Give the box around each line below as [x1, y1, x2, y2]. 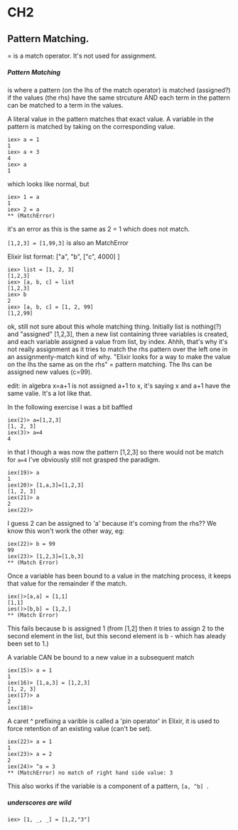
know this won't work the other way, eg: [7, 526, 125, 535]
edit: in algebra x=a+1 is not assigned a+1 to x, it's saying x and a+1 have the [7, 381, 231, 390]
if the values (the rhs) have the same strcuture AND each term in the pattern [7, 93, 231, 102]
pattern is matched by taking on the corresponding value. [7, 122, 175, 130]
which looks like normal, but [7, 180, 90, 188]
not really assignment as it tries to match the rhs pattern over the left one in [7, 345, 228, 353]
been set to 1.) [7, 639, 49, 648]
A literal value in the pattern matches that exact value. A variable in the [7, 115, 215, 123]
